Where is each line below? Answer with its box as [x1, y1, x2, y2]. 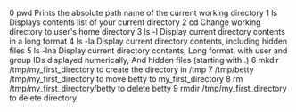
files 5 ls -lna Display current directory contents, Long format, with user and [9, 45, 288, 56]
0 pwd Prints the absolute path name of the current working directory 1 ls [9, 8, 278, 18]
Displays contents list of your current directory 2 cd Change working [9, 17, 261, 28]
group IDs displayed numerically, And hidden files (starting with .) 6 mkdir [9, 55, 279, 65]
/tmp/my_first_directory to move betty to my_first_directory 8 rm [9, 74, 243, 84]
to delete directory [9, 92, 78, 103]
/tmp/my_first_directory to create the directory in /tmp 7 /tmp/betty [9, 64, 254, 75]
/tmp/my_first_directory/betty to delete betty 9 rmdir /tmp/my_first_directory [9, 84, 287, 93]
